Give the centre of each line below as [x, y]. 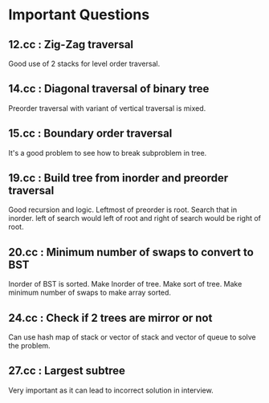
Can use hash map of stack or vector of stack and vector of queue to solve [132, 337]
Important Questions [79, 15]
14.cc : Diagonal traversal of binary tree [109, 89]
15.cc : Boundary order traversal [90, 134]
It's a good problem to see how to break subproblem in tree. [108, 153]
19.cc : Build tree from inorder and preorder [118, 178]
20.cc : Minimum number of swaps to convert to [131, 252]
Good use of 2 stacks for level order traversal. [84, 63]
